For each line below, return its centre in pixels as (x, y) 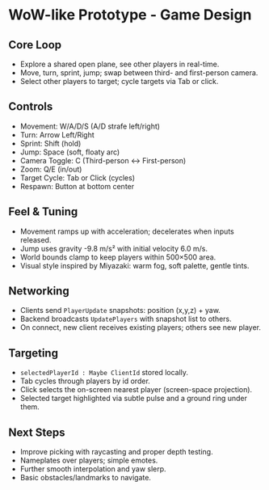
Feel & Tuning (43, 212)
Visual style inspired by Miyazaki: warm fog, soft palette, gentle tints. (134, 265)
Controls (31, 107)
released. (36, 239)
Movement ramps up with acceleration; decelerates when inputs (127, 231)
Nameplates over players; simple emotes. (89, 460)
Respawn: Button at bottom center (77, 186)
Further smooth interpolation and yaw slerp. (93, 469)
